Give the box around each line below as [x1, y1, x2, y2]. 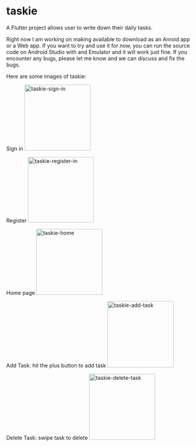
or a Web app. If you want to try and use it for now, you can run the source [6, 42, 190, 49]
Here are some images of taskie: [6, 73, 87, 80]
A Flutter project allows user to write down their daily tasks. [6, 24, 153, 31]
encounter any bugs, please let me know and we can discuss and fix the [6, 55, 185, 62]
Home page [6, 289, 35, 296]
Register [6, 217, 27, 224]
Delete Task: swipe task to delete [6, 434, 88, 441]
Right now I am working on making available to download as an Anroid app [6, 35, 190, 43]
